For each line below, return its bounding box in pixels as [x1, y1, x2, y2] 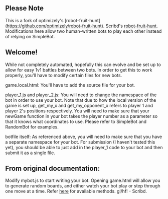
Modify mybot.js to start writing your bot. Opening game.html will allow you [5, 177, 160, 183]
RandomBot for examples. [5, 123, 59, 130]
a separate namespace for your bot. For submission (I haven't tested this [5, 139, 155, 145]
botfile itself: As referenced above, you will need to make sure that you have [5, 134, 162, 140]
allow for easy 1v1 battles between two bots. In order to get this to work [5, 67, 152, 73]
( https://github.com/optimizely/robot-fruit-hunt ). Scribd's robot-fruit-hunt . [5, 23, 158, 29]
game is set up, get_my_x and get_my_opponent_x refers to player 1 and [5, 102, 153, 108]
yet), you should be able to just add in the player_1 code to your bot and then [5, 144, 163, 150]
